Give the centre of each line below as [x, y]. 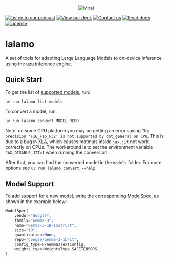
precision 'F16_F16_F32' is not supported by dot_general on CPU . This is [84, 136]
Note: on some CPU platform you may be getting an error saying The [77, 130]
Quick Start [24, 80]
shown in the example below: [36, 202]
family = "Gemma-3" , [34, 220]
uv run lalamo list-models [34, 102]
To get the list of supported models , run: [48, 92]
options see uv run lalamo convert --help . [51, 168]
